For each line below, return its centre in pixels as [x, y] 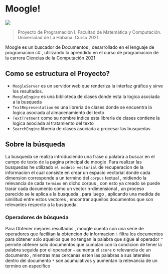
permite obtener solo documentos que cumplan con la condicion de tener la [83, 244]
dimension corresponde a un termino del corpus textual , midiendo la [76, 178]
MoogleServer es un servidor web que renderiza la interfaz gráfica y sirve [88, 85]
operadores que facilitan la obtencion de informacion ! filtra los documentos [84, 234]
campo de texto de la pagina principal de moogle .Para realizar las [73, 162]
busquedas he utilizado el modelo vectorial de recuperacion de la [74, 167]
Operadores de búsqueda [37, 218]
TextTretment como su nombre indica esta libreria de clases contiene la [86, 118]
